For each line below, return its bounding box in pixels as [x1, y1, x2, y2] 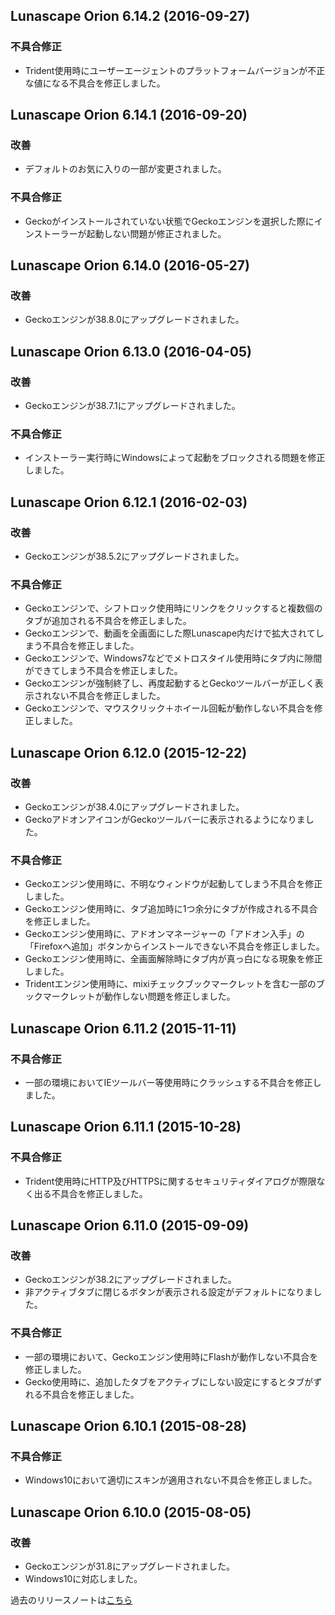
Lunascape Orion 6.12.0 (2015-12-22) [10, 744, 248, 761]
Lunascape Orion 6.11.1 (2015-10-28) [10, 1119, 242, 1136]
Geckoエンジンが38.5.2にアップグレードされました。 [24, 550, 245, 563]
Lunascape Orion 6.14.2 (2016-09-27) [10, 8, 251, 25]
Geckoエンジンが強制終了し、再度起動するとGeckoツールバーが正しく [24, 677, 315, 689]
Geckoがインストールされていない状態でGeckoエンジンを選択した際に [24, 215, 315, 227]
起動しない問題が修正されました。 [86, 227, 227, 239]
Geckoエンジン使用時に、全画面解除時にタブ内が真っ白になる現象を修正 [24, 953, 323, 965]
